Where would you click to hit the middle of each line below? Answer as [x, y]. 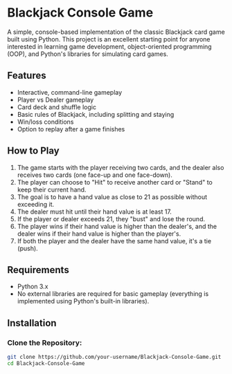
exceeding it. [36, 204]
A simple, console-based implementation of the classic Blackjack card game [116, 32]
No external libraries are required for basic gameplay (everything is [113, 294]
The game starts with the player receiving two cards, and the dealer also [121, 167]
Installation [32, 323]
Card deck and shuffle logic [57, 107]
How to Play [34, 151]
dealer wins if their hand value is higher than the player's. [99, 234]
